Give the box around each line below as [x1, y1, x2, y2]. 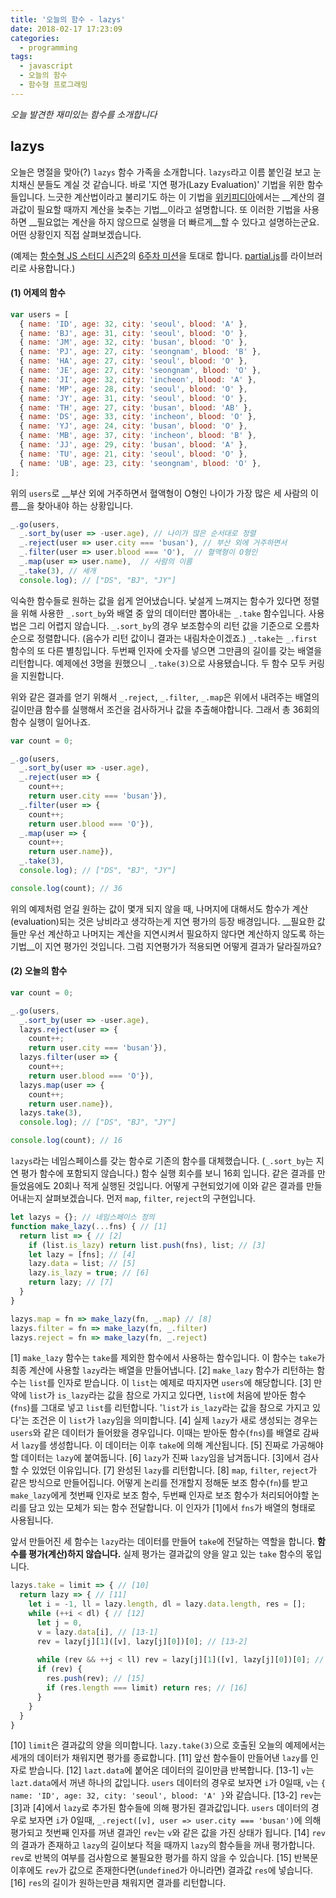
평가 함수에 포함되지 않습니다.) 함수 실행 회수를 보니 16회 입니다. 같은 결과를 [20, 1167, 315, 1180]
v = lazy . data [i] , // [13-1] [36, 1627, 159, 1637]
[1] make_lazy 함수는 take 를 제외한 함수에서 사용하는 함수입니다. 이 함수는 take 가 [10, 1352, 326, 1364]
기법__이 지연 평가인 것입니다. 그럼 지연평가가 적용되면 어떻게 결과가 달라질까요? [10, 940, 322, 952]
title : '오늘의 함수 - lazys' [10, 14, 126, 25]
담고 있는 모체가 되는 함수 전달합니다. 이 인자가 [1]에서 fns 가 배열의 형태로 [28, 1502, 316, 1514]
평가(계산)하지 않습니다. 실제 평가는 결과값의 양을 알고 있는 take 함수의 [28, 1548, 304, 1560]
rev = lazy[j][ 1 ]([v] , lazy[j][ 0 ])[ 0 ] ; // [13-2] [36, 1636, 248, 1646]
